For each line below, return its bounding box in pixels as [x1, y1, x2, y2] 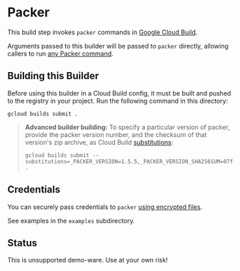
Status [7, 237, 38, 249]
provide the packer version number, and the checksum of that [24, 130, 207, 139]
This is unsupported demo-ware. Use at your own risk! [7, 256, 168, 265]
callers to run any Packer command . [7, 49, 114, 58]
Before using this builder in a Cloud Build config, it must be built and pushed [7, 88, 231, 97]
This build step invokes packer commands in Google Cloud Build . [7, 28, 198, 36]
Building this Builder [7, 70, 99, 82]
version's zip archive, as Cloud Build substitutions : [24, 138, 174, 146]
